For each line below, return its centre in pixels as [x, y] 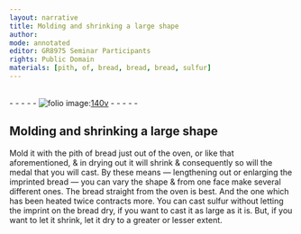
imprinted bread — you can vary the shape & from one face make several [145, 182]
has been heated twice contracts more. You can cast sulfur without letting [146, 201]
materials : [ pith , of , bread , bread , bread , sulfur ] [110, 68]
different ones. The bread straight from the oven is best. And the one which [150, 191]
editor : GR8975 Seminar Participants [80, 51]
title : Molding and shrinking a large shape [94, 26]
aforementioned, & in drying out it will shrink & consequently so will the [141, 162]
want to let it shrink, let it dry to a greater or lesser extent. [116, 220]
